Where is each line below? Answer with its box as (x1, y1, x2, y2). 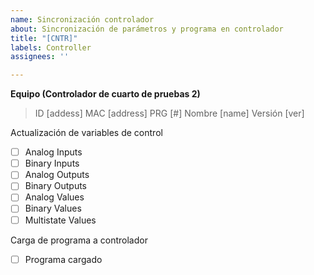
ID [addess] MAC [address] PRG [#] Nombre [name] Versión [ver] (34, 107, 305, 120)
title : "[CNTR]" (10, 33, 78, 43)
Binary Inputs (24, 157, 80, 170)
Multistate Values (24, 214, 97, 226)
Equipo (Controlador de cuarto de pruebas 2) (10, 88, 201, 100)
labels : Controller (10, 42, 92, 53)
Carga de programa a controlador (10, 234, 148, 246)
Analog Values (24, 191, 85, 203)
